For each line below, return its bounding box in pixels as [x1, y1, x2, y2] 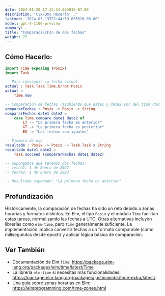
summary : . [5, 26, 27, 30]
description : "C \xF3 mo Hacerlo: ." [5, 12, 78, 17]
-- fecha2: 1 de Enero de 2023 [5, 170, 69, 175]
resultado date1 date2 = [5, 147, 56, 152]
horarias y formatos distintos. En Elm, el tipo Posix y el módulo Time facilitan [5, 210, 158, 216]
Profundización [5, 192, 54, 201]
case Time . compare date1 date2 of [14, 116, 84, 120]
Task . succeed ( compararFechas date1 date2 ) [14, 152, 105, 157]
